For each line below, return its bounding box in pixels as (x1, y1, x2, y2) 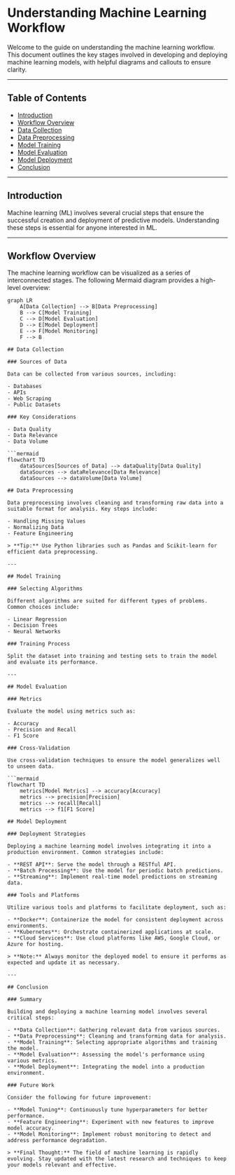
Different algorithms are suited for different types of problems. (7, 598, 208, 605)
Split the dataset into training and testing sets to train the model (7, 653, 218, 660)
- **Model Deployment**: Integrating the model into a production (7, 1064, 205, 1071)
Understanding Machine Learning (7, 5, 207, 21)
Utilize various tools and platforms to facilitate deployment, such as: (7, 904, 227, 912)
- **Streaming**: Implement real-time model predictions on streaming (7, 874, 218, 881)
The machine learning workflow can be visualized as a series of (7, 268, 191, 277)
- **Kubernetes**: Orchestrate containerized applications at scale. (7, 928, 215, 936)
